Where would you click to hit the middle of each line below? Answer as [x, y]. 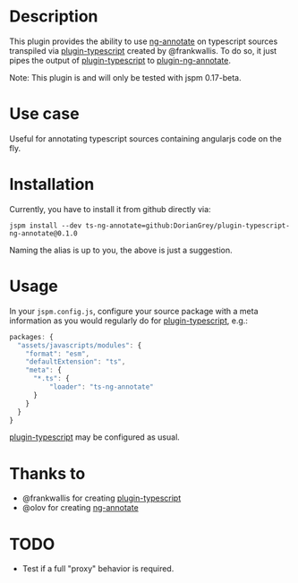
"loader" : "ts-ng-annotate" [101, 387]
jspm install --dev [46, 226]
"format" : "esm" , [58, 354]
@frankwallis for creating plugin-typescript [102, 498]
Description [54, 17]
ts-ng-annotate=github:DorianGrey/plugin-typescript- [188, 226]
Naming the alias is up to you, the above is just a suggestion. [121, 250]
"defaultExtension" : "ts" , [76, 362]
